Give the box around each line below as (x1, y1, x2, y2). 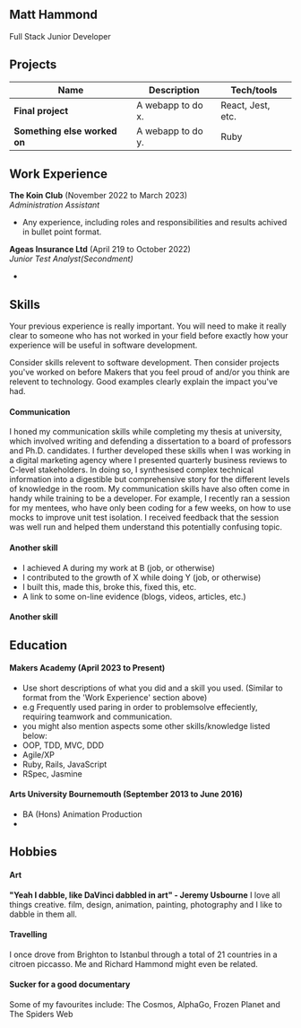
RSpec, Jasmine (21, 768, 82, 779)
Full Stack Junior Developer (9, 31, 111, 41)
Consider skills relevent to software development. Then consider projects (9, 357, 280, 368)
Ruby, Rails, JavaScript (21, 759, 107, 769)
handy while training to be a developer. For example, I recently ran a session (9, 493, 291, 504)
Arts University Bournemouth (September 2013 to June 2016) (9, 789, 244, 800)
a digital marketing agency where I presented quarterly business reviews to (9, 455, 288, 466)
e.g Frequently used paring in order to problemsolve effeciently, (21, 701, 258, 712)
